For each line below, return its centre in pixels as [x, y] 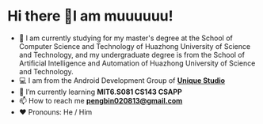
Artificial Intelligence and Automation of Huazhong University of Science [137, 63]
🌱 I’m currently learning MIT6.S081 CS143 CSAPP [101, 92]
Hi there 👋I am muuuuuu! [90, 16]
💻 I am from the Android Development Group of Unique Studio [122, 80]
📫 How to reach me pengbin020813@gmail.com [101, 100]
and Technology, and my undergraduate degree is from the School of [131, 54]
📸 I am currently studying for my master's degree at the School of [126, 38]
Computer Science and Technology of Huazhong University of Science [135, 46]
